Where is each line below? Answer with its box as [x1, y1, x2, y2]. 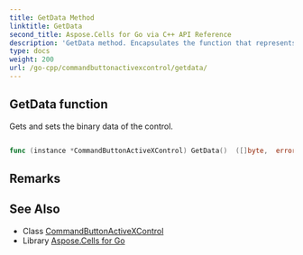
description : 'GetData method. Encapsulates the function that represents [9, 38, 297, 48]
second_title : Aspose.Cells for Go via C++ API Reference [9, 30, 232, 39]
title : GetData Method [9, 13, 95, 23]
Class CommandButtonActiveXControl [22, 225, 164, 236]
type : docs [9, 47, 50, 56]
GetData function [9, 96, 108, 113]
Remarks [9, 170, 61, 186]
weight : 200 [9, 55, 54, 64]
